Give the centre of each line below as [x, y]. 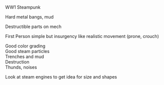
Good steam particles [27, 51]
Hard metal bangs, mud [29, 17]
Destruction [17, 62]
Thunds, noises [21, 67]
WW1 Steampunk [23, 7]
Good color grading [25, 46]
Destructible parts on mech [33, 26]
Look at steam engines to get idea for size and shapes [61, 77]
